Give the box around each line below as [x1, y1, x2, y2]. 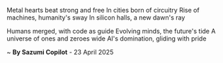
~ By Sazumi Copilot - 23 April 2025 [6, 48, 114, 56]
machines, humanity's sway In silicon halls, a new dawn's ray [6, 13, 185, 22]
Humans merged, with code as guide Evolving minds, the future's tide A [6, 27, 216, 35]
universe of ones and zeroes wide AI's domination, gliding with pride [6, 34, 207, 43]
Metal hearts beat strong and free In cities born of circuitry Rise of [6, 6, 200, 14]
